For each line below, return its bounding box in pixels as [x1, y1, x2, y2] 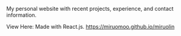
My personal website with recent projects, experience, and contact [6, 5, 174, 12]
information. [6, 11, 37, 19]
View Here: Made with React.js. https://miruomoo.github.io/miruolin [6, 23, 175, 30]
